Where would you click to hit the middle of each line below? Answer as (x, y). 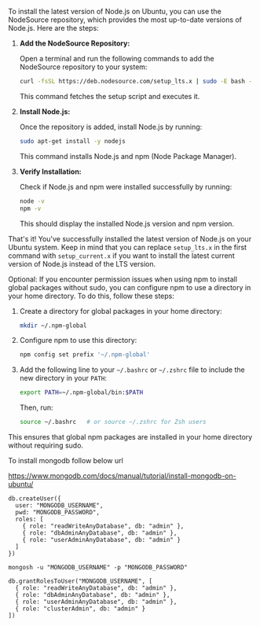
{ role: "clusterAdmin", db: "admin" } (81, 609)
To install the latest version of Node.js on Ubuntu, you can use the (115, 11)
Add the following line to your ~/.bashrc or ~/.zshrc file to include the (132, 370)
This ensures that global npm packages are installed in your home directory (130, 437)
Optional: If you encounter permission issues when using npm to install (123, 279)
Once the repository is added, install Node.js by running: (111, 127)
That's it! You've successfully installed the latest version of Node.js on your (130, 238)
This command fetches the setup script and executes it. (110, 96)
